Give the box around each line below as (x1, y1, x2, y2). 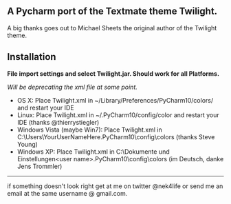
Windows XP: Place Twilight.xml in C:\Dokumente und (16, 147, 170, 156)
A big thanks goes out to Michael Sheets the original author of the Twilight (7, 23, 217, 32)
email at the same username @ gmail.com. (7, 189, 128, 197)
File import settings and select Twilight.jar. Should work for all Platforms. (7, 69, 220, 78)
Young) (16, 140, 38, 148)
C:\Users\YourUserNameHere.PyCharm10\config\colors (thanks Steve (16, 132, 215, 141)
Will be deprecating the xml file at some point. (7, 83, 137, 91)
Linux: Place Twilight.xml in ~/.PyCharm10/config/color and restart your (16, 110, 219, 119)
